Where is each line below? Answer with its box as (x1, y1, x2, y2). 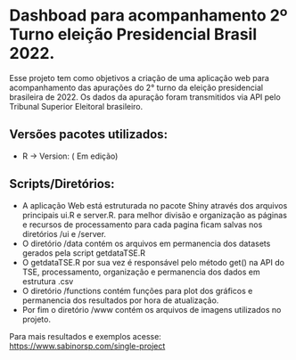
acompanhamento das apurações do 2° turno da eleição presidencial (9, 82, 264, 93)
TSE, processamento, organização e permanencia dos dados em (21, 266, 260, 277)
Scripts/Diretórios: (9, 176, 115, 192)
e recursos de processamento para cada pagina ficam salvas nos (21, 219, 263, 230)
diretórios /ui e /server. (21, 228, 107, 239)
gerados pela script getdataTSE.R (21, 247, 145, 258)
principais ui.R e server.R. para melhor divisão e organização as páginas (21, 209, 288, 220)
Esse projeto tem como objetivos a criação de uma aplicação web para (9, 72, 270, 83)
